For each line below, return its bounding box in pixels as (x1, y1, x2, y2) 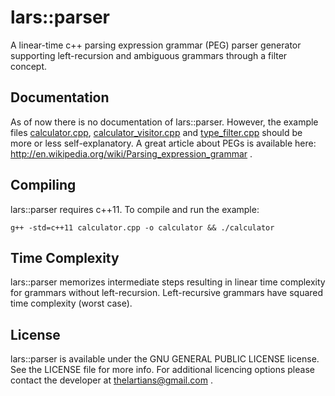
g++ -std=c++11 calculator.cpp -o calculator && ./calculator (10, 222, 275, 233)
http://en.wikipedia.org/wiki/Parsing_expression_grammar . (10, 147, 253, 160)
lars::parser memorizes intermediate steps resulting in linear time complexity (10, 276, 326, 288)
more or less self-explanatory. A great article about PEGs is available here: (10, 137, 317, 149)
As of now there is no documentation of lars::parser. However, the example (10, 116, 319, 128)
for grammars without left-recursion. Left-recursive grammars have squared (10, 287, 324, 299)
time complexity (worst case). (10, 297, 133, 310)
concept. (10, 60, 48, 72)
